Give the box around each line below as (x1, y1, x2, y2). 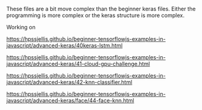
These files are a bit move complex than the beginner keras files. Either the (6, 5, 196, 12)
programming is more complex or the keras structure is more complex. (6, 12, 185, 19)
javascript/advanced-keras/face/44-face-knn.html (6, 97, 134, 104)
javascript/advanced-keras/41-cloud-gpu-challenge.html (6, 61, 150, 67)
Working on (6, 24, 36, 31)
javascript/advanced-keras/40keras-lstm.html (6, 42, 123, 49)
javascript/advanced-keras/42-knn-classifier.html (6, 79, 133, 86)
